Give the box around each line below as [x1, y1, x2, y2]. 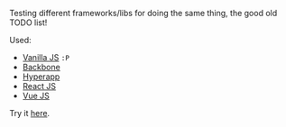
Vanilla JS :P [22, 52, 70, 62]
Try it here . [9, 108, 51, 118]
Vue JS [22, 90, 50, 101]
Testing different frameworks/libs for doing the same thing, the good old [9, 8, 278, 18]
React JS [22, 81, 57, 91]
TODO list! [9, 17, 48, 28]
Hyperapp [22, 71, 60, 82]
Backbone [22, 62, 60, 72]
